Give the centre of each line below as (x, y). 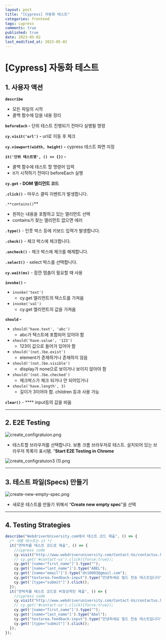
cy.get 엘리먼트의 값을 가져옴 (48, 309)
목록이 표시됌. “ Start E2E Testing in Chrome (70, 451)
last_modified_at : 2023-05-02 (36, 42)
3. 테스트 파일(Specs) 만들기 (47, 482)
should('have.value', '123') (42, 340)
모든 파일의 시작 (27, 109)
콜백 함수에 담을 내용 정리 (37, 115)
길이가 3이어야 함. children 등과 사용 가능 (60, 392)
